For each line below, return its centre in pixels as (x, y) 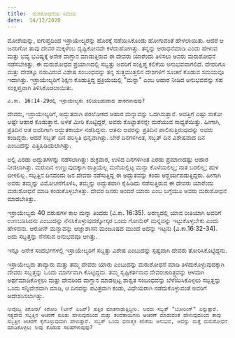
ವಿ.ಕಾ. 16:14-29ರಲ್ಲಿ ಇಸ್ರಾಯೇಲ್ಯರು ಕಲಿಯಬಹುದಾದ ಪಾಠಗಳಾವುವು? (76, 101)
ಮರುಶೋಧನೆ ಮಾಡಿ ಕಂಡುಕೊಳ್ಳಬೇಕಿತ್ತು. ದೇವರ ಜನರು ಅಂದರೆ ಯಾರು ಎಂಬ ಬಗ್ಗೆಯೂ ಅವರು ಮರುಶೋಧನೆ (117, 190)
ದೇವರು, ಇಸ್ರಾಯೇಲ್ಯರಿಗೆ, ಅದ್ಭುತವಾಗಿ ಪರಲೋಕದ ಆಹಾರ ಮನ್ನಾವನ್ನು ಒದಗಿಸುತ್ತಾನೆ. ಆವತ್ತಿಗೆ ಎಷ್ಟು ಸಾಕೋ (115, 113)
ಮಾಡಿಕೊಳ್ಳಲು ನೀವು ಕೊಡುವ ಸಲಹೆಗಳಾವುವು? (50, 327)
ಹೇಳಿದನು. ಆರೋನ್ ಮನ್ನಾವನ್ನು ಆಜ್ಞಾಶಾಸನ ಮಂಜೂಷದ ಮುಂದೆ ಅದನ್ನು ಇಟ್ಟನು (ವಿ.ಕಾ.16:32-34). (113, 228)
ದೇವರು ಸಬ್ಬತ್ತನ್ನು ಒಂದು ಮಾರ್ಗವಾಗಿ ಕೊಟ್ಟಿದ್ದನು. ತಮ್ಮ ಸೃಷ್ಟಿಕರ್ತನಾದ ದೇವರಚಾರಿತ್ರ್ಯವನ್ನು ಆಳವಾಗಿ (106, 272)
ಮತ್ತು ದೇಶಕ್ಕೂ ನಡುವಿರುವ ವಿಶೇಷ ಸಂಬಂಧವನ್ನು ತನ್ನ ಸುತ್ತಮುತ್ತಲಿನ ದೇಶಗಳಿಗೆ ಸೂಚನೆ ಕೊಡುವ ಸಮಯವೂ (116, 71)
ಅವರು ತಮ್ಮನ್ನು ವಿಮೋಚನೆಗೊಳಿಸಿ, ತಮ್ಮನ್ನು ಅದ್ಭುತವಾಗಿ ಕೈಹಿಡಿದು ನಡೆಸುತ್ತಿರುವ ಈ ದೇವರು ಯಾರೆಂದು (111, 183)
